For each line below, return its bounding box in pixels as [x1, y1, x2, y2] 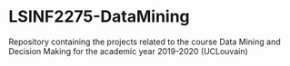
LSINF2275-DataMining [8, 6, 190, 27]
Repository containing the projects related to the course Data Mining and [8, 36, 281, 47]
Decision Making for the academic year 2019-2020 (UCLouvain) [8, 45, 249, 56]
